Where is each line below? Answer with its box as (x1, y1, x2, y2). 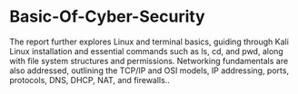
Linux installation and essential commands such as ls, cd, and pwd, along (9, 45, 283, 56)
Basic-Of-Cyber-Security (9, 6, 206, 27)
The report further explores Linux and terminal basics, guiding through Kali (9, 36, 289, 47)
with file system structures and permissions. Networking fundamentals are (9, 55, 289, 66)
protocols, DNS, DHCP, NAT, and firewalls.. (9, 74, 170, 85)
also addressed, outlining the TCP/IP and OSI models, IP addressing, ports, (9, 65, 289, 76)
